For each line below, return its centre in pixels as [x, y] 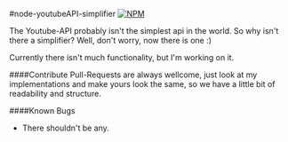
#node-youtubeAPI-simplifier [63, 14]
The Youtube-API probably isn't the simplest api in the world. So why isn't [144, 31]
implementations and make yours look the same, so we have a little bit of [142, 84]
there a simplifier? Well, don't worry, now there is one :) [110, 40]
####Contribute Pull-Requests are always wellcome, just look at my [133, 75]
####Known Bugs [42, 110]
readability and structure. [56, 94]
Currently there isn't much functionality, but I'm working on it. [122, 57]
